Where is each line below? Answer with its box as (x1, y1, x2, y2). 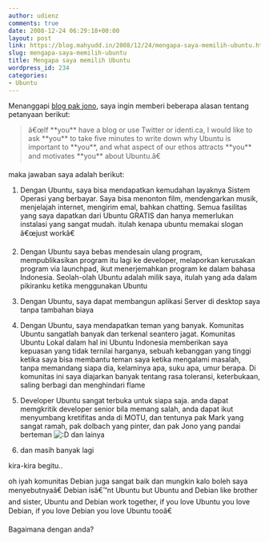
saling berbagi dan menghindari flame (19, 380, 146, 390)
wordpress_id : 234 (8, 64, 70, 72)
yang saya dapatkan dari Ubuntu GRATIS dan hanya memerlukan (19, 210, 234, 220)
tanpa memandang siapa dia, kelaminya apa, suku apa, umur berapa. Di (19, 362, 256, 373)
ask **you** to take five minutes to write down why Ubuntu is (27, 133, 231, 143)
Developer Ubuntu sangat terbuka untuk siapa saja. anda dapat (19, 395, 229, 405)
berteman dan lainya (19, 430, 106, 439)
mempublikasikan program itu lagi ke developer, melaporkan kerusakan (19, 255, 255, 265)
